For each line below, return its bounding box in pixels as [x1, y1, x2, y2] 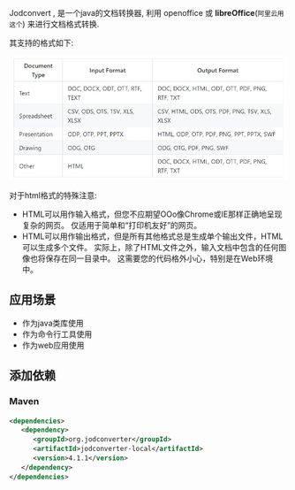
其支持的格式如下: [9, 38, 74, 48]
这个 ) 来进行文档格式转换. [9, 19, 100, 29]
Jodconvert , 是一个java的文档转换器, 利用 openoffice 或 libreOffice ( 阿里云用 [9, 8, 284, 18]
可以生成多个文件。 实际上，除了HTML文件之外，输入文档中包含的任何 [21, 242, 279, 253]
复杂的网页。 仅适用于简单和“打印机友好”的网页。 [21, 220, 202, 231]
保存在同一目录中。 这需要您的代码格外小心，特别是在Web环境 [45, 253, 274, 264]
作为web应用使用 [21, 340, 85, 350]
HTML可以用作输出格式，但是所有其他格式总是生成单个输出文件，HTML [21, 231, 284, 241]
